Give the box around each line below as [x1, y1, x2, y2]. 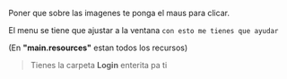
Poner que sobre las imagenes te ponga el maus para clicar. [8, 8, 230, 18]
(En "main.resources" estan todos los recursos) [8, 42, 188, 53]
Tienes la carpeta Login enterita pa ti [30, 60, 168, 70]
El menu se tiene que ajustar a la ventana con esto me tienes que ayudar [8, 25, 279, 35]
